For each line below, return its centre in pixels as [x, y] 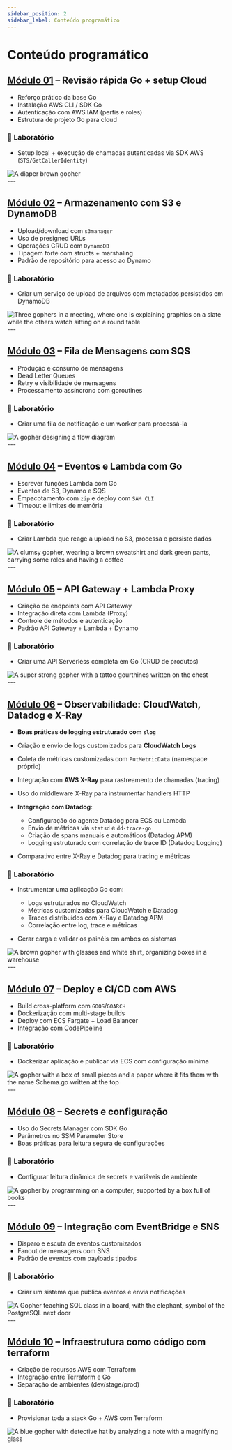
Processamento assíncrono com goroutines [80, 390]
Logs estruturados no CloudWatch [77, 903]
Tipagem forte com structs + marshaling [75, 253]
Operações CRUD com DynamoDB [63, 246]
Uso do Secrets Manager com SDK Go [72, 1128]
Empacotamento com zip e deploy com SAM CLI [86, 498]
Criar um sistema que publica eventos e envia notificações [101, 1292]
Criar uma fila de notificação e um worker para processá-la [102, 424]
